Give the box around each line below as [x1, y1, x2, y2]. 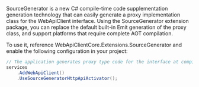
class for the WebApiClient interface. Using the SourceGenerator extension [6, 18, 190, 24]
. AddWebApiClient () [17, 70, 65, 76]
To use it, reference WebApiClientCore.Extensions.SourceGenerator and [6, 41, 182, 48]
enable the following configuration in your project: [6, 48, 129, 55]
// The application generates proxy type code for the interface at [6, 59, 179, 65]
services [6, 64, 28, 70]
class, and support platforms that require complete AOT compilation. [6, 30, 174, 37]
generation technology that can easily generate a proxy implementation [6, 11, 181, 18]
